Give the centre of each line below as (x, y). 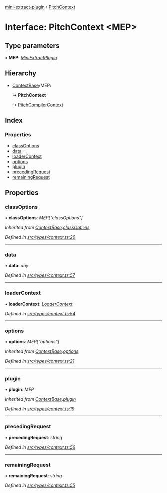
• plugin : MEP (20, 390)
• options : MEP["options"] (32, 342)
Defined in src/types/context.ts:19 (40, 409)
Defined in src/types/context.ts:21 (40, 361)
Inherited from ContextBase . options (42, 351)
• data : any (17, 266)
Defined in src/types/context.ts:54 (40, 313)
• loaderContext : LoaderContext (39, 304)
